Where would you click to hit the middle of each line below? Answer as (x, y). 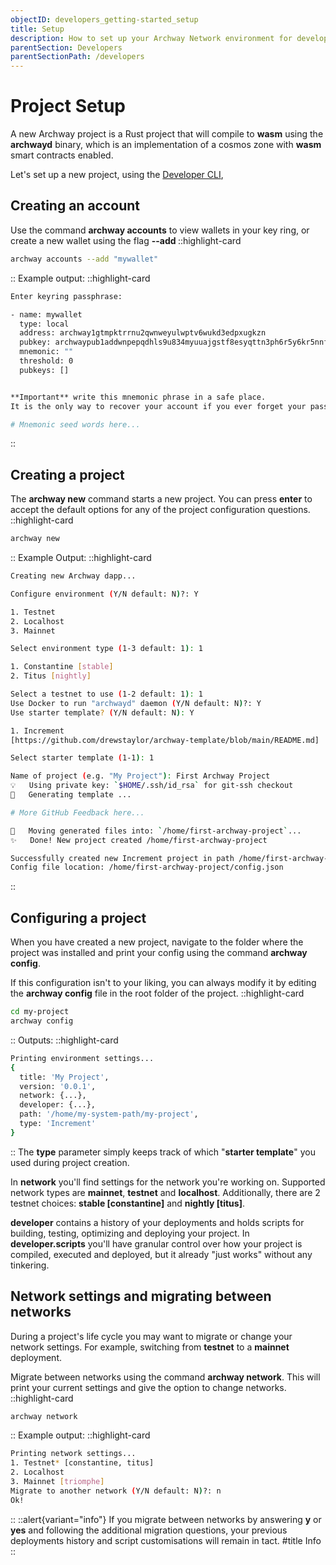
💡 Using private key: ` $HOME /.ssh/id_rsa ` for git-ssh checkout (152, 786)
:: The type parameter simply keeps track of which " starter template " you (163, 1152)
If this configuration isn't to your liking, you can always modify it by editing (163, 983)
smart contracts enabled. (62, 155)
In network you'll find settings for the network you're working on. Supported (168, 1182)
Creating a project (67, 474)
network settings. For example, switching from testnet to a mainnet (150, 1347)
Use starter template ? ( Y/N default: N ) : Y (102, 712)
